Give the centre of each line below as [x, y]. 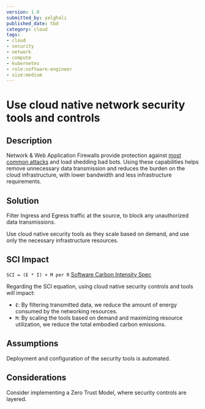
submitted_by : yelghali [37, 18]
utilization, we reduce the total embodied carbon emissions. [91, 324]
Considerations [36, 378]
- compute [19, 58]
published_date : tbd [33, 23]
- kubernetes [23, 63]
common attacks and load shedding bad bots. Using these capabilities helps [102, 162]
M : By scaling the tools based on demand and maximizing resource [99, 318]
